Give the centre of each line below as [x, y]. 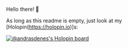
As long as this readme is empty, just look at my [64, 20]
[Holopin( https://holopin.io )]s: [42, 27]
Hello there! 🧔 [23, 9]
